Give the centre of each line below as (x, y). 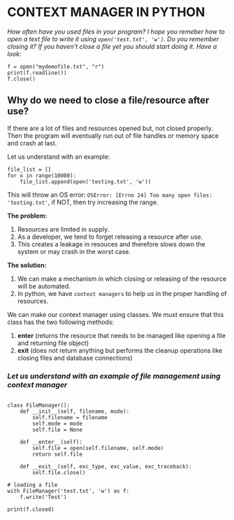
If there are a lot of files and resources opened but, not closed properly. (110, 128)
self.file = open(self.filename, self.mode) (98, 449)
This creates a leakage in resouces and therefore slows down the (111, 244)
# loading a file (32, 485)
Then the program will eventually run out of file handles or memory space (113, 135)
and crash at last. (32, 143)
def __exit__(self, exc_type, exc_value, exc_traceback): (106, 467)
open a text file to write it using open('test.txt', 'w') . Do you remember (113, 38)
